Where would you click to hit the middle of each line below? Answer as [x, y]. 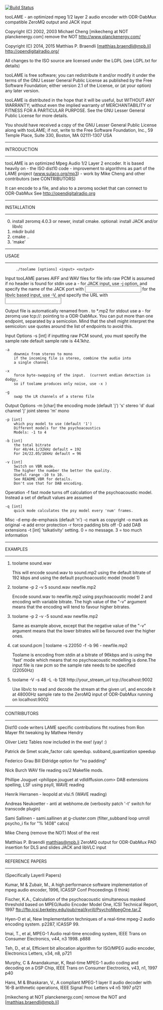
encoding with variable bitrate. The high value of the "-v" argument [79, 602]
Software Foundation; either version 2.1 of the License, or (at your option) [78, 86]
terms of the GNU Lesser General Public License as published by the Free [79, 80]
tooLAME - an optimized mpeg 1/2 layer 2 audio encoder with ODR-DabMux [81, 17]
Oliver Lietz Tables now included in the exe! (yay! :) [56, 742]
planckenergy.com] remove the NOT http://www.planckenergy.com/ [73, 37]
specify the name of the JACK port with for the [80, 289]
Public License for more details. [37, 116]
